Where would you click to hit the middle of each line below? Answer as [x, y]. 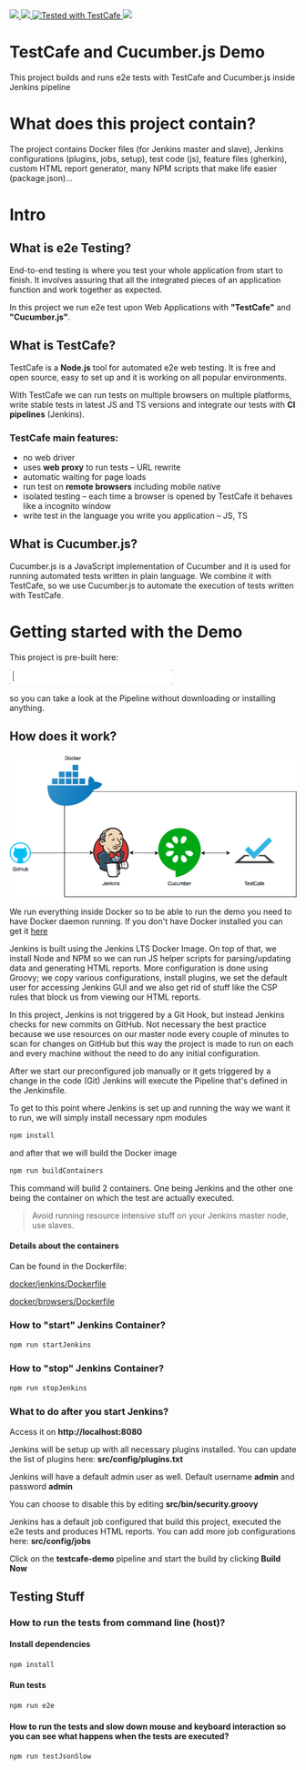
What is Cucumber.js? [74, 544]
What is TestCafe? [63, 346]
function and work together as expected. [86, 290]
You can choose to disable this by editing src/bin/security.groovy [134, 1504]
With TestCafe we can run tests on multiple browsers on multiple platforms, [151, 394]
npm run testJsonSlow [51, 1756]
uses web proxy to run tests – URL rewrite [102, 467]
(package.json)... [41, 178]
